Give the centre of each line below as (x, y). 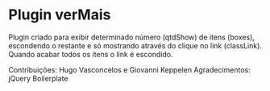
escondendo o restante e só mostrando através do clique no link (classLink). (135, 45)
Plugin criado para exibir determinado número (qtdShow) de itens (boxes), (132, 37)
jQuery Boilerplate (38, 78)
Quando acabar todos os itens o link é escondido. (91, 54)
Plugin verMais (60, 15)
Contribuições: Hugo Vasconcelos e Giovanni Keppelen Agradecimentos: (130, 69)
